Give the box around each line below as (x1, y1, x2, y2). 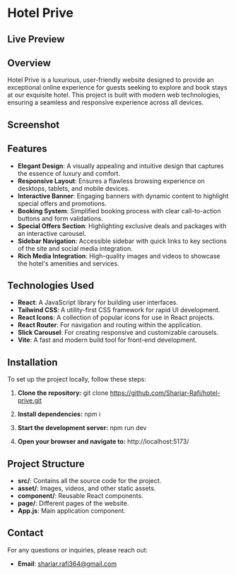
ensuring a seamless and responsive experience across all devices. (7, 98, 203, 107)
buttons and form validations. (17, 214, 104, 223)
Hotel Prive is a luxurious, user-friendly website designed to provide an (7, 76, 214, 84)
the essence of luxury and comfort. (17, 169, 121, 177)
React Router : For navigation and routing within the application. (17, 321, 203, 329)
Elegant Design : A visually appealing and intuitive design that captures (17, 161, 224, 170)
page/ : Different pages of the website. (17, 499, 129, 508)
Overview (7, 57, 52, 69)
